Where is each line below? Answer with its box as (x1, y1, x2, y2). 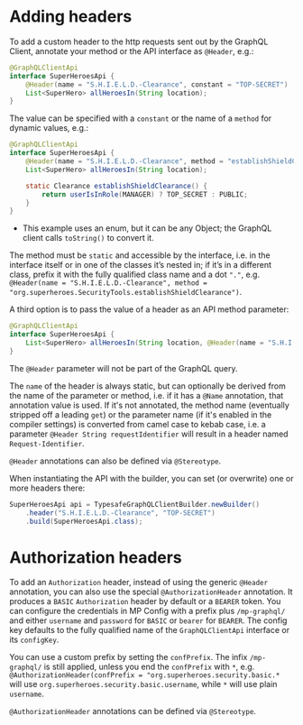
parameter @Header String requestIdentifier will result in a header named (9, 428, 289, 439)
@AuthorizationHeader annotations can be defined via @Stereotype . (9, 706, 257, 717)
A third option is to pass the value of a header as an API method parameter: (9, 304, 289, 315)
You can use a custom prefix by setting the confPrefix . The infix (9, 652, 248, 663)
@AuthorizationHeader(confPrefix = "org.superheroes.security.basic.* (9, 671, 280, 680)
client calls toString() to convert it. (22, 233, 155, 243)
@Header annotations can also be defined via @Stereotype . (9, 455, 222, 466)
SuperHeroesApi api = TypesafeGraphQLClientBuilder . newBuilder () (9, 500, 260, 509)
